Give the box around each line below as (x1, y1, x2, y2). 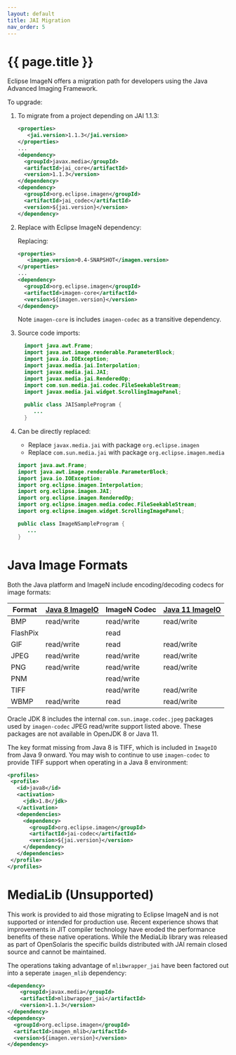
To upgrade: (7, 98, 43, 106)
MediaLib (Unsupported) (7, 887, 155, 902)
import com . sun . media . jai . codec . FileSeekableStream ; (24, 381, 182, 389)
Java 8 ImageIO (45, 604, 99, 614)
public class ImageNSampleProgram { (17, 520, 125, 527)
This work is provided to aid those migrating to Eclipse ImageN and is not (7, 910, 219, 919)
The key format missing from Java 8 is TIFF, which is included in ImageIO (7, 743, 217, 751)
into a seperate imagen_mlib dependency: (7, 968, 127, 977)
